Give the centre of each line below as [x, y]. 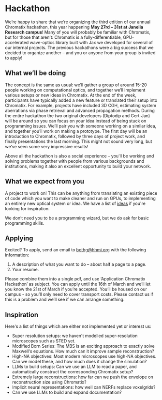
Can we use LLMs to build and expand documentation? [67, 392]
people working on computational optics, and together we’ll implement [75, 90]
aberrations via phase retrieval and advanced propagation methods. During [80, 110]
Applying [19, 238]
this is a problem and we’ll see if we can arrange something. [65, 300]
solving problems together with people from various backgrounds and [75, 161]
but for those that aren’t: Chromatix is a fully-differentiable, [64, 37]
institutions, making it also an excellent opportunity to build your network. [78, 166]
